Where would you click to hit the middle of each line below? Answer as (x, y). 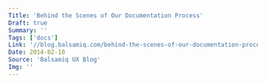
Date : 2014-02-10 (37, 52)
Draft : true (28, 23)
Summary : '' (28, 30)
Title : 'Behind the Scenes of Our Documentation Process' (106, 15)
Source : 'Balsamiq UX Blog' (55, 60)
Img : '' (21, 67)
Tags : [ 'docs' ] (33, 38)
